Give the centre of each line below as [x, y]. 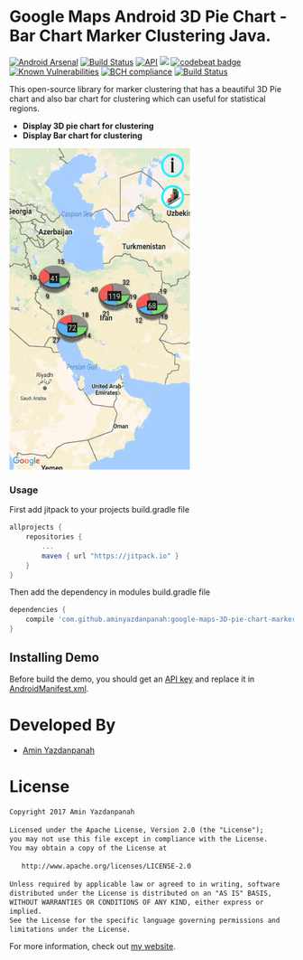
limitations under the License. [70, 929]
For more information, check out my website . [92, 946]
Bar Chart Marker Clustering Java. [140, 36]
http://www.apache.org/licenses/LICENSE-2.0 [106, 866]
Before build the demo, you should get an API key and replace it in [132, 679]
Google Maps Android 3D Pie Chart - [148, 17]
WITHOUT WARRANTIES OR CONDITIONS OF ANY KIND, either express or [137, 902]
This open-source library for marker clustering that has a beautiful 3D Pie [146, 89]
